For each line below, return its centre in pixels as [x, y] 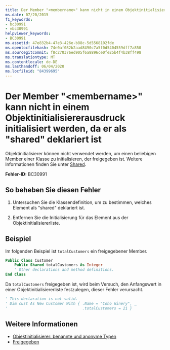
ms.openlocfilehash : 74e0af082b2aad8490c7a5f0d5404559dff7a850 [73, 48]
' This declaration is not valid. [42, 299]
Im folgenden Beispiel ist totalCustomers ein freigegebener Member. [76, 251]
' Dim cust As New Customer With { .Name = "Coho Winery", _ [71, 303]
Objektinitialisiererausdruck [65, 118]
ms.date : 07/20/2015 [27, 15]
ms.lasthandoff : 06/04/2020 [35, 66]
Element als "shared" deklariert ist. [49, 207]
